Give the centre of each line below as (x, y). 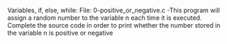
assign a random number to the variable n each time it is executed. (105, 18)
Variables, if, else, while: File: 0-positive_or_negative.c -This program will (113, 10)
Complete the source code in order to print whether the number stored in (114, 25)
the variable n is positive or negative (60, 33)
